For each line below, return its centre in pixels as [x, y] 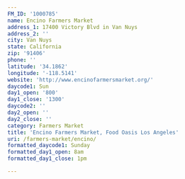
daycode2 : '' [27, 106]
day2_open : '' [28, 112]
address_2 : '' [28, 34]
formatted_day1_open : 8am [45, 152]
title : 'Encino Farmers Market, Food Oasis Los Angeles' [93, 132]
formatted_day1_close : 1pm [47, 159]
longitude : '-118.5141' [43, 73]
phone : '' [22, 60]
